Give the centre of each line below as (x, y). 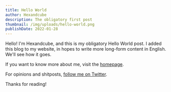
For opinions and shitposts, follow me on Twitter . (56, 74)
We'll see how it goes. (28, 55)
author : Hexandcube (26, 15)
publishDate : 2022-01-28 (32, 29)
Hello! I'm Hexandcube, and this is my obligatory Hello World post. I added (83, 43)
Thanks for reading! (26, 84)
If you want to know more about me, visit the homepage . (65, 64)
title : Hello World (26, 10)
